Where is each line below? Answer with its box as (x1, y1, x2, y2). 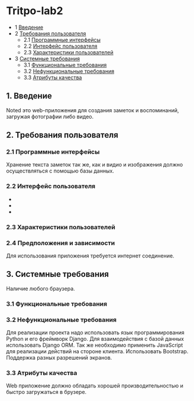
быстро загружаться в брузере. (6, 389, 87, 396)
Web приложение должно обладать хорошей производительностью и (6, 382, 183, 389)
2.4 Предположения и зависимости (6, 239, 115, 247)
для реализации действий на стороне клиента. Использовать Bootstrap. (6, 347, 189, 355)
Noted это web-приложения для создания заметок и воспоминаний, (6, 106, 179, 113)
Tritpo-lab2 (6, 4, 63, 18)
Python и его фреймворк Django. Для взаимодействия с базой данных (6, 335, 185, 342)
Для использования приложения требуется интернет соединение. (6, 252, 174, 259)
